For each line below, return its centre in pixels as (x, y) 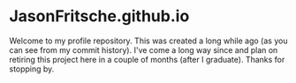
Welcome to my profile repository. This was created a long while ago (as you (148, 41)
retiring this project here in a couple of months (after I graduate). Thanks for (147, 59)
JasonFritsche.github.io (99, 16)
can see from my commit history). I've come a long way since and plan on (144, 49)
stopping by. (32, 69)
